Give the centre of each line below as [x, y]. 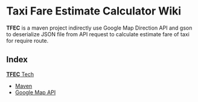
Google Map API [35, 92]
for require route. [27, 40]
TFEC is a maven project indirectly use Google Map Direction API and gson [99, 28]
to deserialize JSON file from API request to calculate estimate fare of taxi [98, 34]
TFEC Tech [20, 74]
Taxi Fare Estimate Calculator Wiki [94, 11]
